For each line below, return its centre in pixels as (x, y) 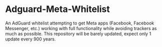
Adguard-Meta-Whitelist (57, 9)
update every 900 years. (30, 39)
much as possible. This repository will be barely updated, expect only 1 (78, 33)
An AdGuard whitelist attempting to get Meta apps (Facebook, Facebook (79, 23)
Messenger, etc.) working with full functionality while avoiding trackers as (81, 28)
